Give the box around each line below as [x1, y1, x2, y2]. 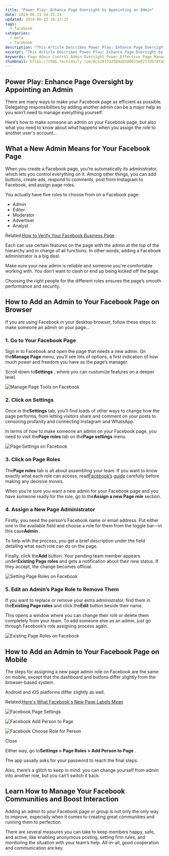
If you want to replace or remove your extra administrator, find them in [5, 597, 151, 603]
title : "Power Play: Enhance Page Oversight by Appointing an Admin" [5, 7, 154, 13]
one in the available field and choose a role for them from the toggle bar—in [5, 522, 162, 529]
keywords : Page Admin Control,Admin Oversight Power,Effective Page [5, 54, 152, 59]
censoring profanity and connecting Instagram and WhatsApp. [5, 418, 135, 424]
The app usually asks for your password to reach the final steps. [5, 757, 138, 763]
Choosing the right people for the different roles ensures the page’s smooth [5, 277, 162, 283]
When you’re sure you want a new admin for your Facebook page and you [5, 488, 159, 494]
